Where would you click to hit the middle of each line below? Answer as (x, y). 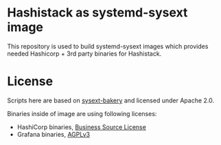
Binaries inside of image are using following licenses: (82, 113)
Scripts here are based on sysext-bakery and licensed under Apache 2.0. (111, 100)
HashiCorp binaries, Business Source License (81, 127)
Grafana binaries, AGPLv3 (54, 134)
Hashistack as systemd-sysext (97, 13)
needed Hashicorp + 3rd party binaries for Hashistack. (84, 54)
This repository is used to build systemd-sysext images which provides (108, 46)
